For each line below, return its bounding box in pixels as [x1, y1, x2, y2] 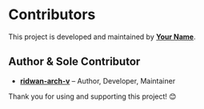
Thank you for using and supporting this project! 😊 [8, 91, 177, 101]
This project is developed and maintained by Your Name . [8, 32, 196, 41]
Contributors [8, 6, 96, 24]
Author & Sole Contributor [8, 55, 141, 68]
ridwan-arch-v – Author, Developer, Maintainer [19, 76, 176, 85]
